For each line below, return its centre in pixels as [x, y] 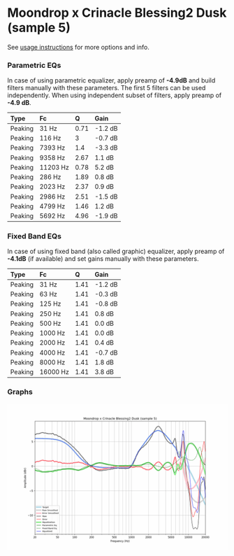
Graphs [20, 392]
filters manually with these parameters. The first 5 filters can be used [107, 88]
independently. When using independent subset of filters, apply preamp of [115, 95]
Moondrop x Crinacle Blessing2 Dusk [117, 13]
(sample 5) [39, 28]
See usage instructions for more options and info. [79, 47]
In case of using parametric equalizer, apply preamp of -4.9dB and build [111, 80]
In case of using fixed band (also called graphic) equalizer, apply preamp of [116, 251]
